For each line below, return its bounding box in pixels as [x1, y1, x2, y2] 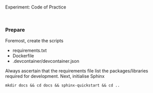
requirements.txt [12, 47, 47, 54]
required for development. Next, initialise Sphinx [5, 73, 105, 79]
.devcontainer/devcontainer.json [12, 58, 79, 64]
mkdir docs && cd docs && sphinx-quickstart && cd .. [5, 83, 120, 88]
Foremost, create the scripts [5, 38, 64, 44]
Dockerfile [12, 53, 34, 59]
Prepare [5, 26, 25, 33]
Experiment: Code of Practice [5, 4, 66, 10]
